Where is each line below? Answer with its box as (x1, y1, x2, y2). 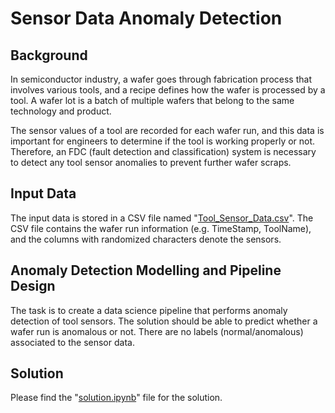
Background (10, 47, 88, 64)
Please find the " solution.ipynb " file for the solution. (10, 392, 223, 404)
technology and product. (10, 105, 112, 117)
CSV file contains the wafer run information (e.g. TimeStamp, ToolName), (10, 222, 312, 234)
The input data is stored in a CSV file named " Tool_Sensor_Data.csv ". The (10, 212, 314, 224)
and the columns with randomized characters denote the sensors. (10, 233, 282, 245)
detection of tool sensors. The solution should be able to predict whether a (10, 315, 318, 327)
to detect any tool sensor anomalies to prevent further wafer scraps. (10, 157, 292, 168)
